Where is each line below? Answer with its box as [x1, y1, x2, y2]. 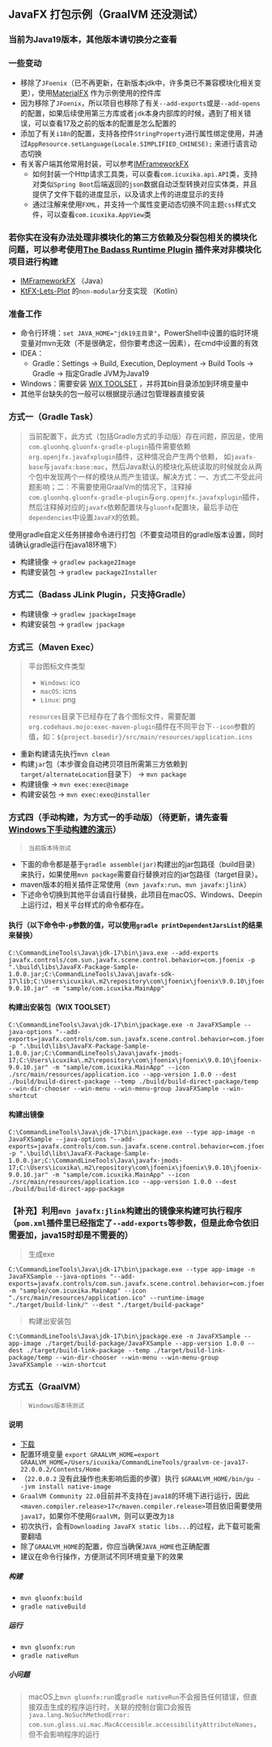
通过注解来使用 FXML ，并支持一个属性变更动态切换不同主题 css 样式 [32, 199, 249, 209]
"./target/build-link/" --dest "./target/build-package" [8, 1301, 205, 1309]
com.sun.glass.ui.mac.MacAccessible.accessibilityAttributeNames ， [28, 1719, 261, 1728]
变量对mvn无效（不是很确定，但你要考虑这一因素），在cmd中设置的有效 [19, 339, 259, 348]
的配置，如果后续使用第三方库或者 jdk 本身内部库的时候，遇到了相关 [19, 108, 244, 117]
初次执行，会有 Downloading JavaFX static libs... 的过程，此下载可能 [19, 1521, 254, 1531]
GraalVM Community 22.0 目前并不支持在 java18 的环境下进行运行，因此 [19, 1490, 250, 1501]
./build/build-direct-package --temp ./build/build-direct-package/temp [8, 1077, 259, 1086]
